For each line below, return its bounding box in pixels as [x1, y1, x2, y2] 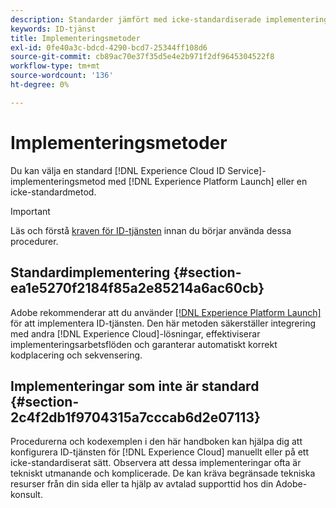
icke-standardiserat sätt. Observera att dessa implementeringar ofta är [10, 457, 302, 469]
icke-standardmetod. [10, 186, 97, 198]
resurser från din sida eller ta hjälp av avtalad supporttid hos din [10, 478, 274, 490]
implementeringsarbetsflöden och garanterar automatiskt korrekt [10, 338, 278, 350]
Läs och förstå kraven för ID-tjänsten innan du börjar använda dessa [10, 224, 292, 236]
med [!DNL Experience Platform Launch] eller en [107, 175, 308, 187]
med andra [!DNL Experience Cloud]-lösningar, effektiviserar [10, 327, 261, 340]
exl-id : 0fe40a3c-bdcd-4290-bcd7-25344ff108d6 [10, 42, 208, 53]
